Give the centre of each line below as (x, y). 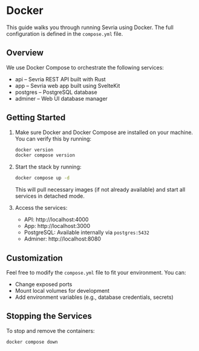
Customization (35, 258)
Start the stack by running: (48, 167)
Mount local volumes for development (62, 291)
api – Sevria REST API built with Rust (60, 79)
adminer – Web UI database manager (61, 98)
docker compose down (32, 342)
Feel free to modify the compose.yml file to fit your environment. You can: (96, 272)
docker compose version (45, 155)
